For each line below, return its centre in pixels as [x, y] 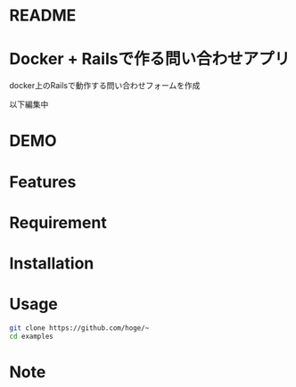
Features [43, 181]
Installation [52, 263]
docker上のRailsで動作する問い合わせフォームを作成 [105, 86]
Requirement [58, 222]
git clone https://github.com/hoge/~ [79, 328]
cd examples [31, 336]
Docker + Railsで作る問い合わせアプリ [150, 59]
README [43, 16]
